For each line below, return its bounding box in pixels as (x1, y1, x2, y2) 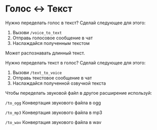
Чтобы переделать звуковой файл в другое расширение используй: (5, 90, 152, 96)
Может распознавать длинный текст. (5, 50, 85, 56)
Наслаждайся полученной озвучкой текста (12, 80, 106, 86)
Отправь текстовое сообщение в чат (12, 75, 92, 81)
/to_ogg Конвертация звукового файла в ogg (5, 99, 101, 106)
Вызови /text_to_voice (12, 69, 62, 76)
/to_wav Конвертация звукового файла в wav (5, 119, 102, 125)
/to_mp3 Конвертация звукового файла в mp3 (5, 109, 102, 115)
